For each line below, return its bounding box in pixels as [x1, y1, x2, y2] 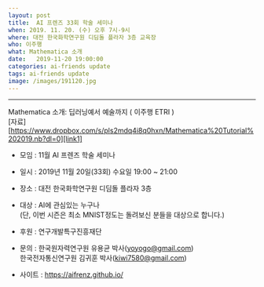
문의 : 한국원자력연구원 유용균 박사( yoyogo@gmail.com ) [19, 243, 194, 252]
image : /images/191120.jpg [8, 77, 97, 85]
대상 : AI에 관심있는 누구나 [19, 200, 100, 209]
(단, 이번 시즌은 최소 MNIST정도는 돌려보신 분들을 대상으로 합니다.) [19, 209, 225, 220]
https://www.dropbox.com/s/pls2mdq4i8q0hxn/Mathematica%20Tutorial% [10, 125, 254, 135]
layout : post [8, 11, 51, 20]
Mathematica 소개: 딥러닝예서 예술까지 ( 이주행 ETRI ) [8, 107, 174, 116]
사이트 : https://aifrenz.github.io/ [19, 270, 124, 279]
